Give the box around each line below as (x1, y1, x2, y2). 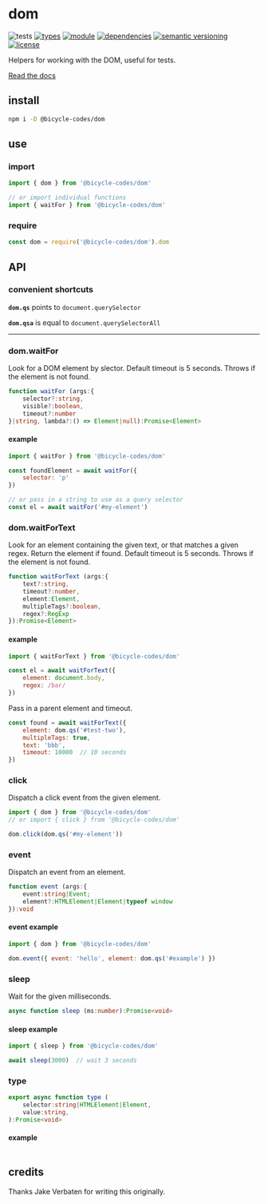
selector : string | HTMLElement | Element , (22, 1101, 152, 1109)
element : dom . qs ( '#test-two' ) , (22, 726, 127, 734)
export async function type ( (8, 1094, 109, 1102)
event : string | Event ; (22, 890, 91, 899)
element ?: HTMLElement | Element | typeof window (22, 898, 173, 906)
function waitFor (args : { (8, 387, 94, 395)
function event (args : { (8, 883, 88, 891)
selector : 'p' (22, 474, 69, 482)
